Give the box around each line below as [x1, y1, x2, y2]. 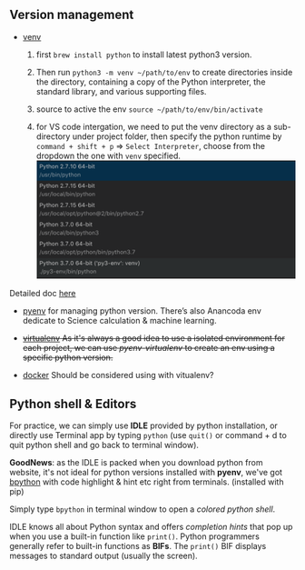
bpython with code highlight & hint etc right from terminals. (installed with [9, 476, 284, 487]
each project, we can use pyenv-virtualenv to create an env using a [22, 343, 275, 354]
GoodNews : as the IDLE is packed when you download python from [9, 457, 263, 468]
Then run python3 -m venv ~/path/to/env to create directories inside [35, 66, 293, 77]
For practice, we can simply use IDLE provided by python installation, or [9, 420, 279, 431]
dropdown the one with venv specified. [35, 150, 182, 161]
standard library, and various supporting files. [35, 85, 207, 96]
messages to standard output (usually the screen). [9, 550, 198, 562]
